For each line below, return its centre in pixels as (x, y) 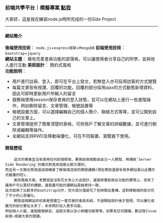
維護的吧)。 (19, 175)
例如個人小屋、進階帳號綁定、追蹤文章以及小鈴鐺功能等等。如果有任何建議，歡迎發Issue (81, 211)
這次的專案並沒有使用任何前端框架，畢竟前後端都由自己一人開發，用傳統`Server (83, 159)
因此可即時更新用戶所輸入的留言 (44, 93)
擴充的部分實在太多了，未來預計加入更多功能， (45, 206)
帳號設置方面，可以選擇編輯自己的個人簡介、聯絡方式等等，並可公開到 (82, 111)
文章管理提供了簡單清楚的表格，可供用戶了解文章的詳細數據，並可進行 (82, 124)
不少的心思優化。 (23, 195)
